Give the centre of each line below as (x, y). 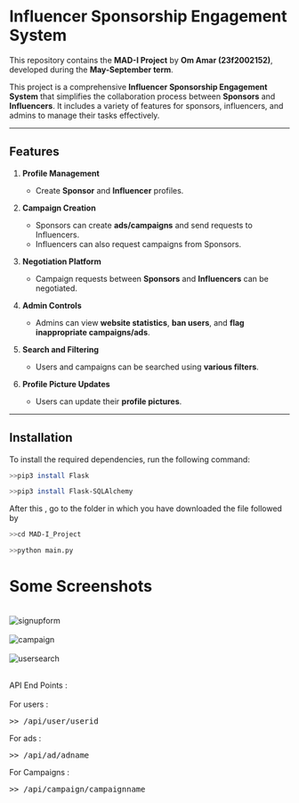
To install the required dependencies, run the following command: (130, 459)
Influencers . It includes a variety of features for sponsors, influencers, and (146, 105)
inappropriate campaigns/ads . (93, 332)
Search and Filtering (61, 349)
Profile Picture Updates (66, 384)
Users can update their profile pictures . (109, 401)
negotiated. (57, 288)
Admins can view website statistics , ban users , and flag (140, 322)
